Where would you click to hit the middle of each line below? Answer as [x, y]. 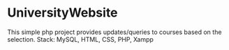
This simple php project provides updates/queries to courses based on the [114, 32]
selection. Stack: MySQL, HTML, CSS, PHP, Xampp [80, 39]
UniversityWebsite [62, 13]
